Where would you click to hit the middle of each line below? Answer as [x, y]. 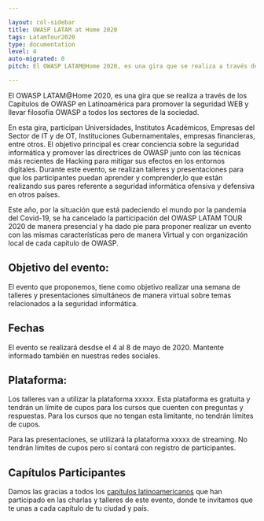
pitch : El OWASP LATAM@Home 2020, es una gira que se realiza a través [128, 67]
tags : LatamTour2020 [42, 37]
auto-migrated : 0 [37, 59]
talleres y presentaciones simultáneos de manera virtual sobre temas [120, 295]
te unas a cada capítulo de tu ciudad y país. [79, 508]
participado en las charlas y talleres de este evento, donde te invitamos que [131, 500]
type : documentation [42, 44]
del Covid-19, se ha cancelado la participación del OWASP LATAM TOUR [125, 218]
